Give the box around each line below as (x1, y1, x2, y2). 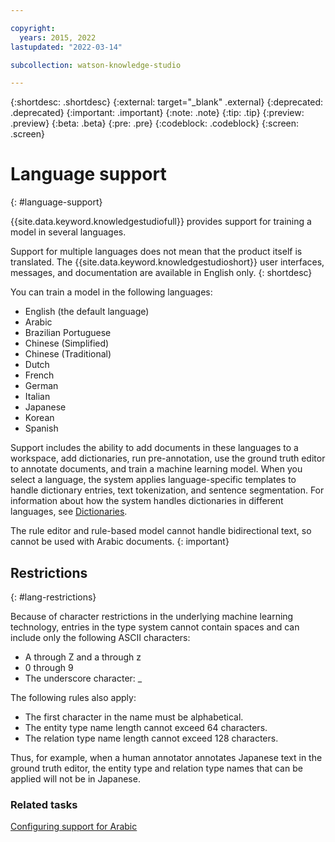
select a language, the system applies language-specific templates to (10, 474, 297, 486)
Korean (24, 412, 55, 424)
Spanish (24, 422, 59, 435)
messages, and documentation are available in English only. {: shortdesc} (10, 267, 313, 279)
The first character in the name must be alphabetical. (24, 711, 244, 723)
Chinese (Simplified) (24, 337, 110, 350)
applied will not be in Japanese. (10, 773, 141, 785)
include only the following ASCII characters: (10, 632, 191, 643)
